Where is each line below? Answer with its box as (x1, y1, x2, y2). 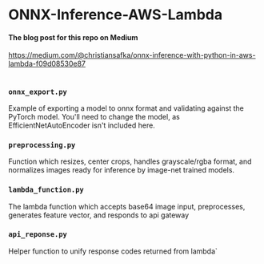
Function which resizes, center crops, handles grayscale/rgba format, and (8, 156, 252, 166)
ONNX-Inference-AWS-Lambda (8, 6, 222, 24)
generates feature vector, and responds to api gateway (8, 210, 190, 220)
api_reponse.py (8, 230, 68, 239)
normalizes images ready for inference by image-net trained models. (8, 165, 234, 175)
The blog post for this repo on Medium (8, 32, 138, 42)
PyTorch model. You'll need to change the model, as (8, 112, 180, 121)
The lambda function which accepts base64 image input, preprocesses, (8, 201, 246, 211)
